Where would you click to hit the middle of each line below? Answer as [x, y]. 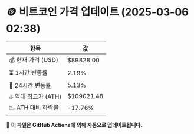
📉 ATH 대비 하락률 [34, 108]
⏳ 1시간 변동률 [29, 72]
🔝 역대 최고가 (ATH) [35, 96]
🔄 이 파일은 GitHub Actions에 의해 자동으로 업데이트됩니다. [74, 125]
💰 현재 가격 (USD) [34, 59]
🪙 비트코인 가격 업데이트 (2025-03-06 [97, 12]
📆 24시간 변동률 [30, 85]
